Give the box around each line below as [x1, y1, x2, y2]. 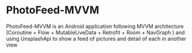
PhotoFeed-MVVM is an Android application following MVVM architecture [6, 23, 184, 30]
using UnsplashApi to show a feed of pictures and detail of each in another [6, 35, 187, 42]
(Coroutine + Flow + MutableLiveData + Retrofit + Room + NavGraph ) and [6, 29, 186, 36]
